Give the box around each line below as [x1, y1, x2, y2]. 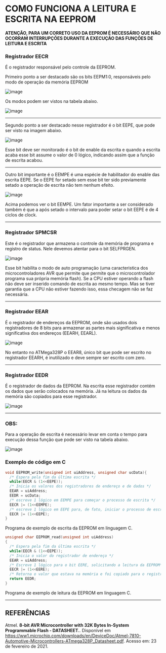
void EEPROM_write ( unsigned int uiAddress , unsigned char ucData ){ [5, 470, 147, 475]
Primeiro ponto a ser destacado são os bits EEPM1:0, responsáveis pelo [5, 74, 151, 80]
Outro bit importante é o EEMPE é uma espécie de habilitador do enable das [5, 172, 160, 178]
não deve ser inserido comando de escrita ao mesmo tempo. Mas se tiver [5, 281, 155, 287]
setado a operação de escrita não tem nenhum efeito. [5, 182, 115, 188]
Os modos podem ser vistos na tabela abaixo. [5, 98, 98, 104]
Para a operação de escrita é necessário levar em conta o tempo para [5, 432, 147, 437]
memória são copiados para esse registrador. [5, 393, 98, 400]
